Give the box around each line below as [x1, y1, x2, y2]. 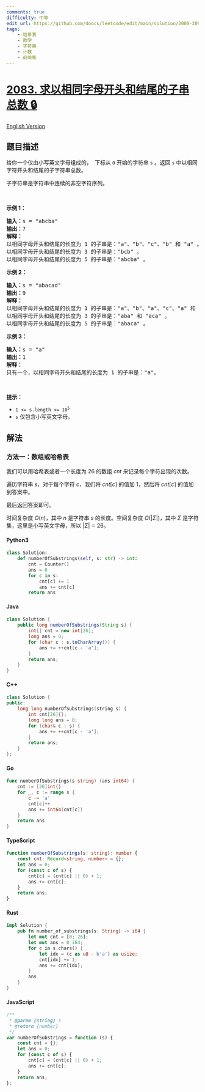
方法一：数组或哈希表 [6, 452, 69, 461]
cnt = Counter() [28, 561, 70, 567]
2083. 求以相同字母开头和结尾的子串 [6, 83, 190, 97]
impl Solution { [6, 923, 48, 929]
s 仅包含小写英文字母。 [15, 413, 73, 421]
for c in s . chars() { [28, 945, 84, 951]
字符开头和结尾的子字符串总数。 [6, 166, 87, 174]
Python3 [6, 536, 29, 544]
